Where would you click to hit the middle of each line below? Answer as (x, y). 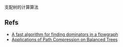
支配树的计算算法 (21, 7)
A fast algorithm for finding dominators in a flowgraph (65, 34)
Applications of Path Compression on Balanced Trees (64, 39)
